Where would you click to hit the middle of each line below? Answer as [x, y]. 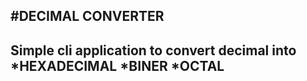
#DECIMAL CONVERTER [87, 16]
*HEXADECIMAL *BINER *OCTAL [117, 65]
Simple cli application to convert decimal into [153, 50]
